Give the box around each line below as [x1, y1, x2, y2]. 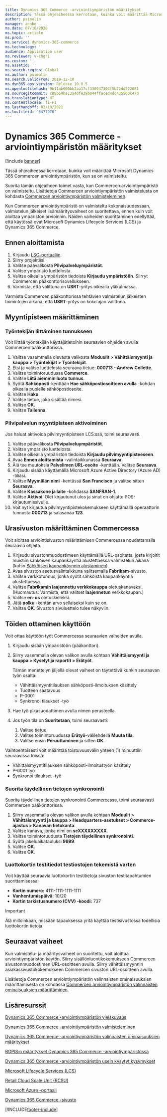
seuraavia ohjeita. [5, 542, 41, 549]
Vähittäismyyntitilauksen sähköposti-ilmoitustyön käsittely [12, 762, 131, 768]
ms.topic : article [5, 30, 43, 35]
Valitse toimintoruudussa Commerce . [12, 370, 89, 376]
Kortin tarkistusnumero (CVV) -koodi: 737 [12, 898, 101, 904]
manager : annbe [5, 21, 37, 26]
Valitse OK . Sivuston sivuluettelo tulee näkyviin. [12, 605, 110, 611]
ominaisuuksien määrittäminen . [5, 986, 69, 993]
